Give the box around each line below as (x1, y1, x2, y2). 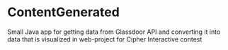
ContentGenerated (7, 4, 120, 20)
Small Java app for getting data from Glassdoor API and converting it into (7, 27, 221, 36)
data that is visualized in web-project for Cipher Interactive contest (7, 35, 203, 43)
